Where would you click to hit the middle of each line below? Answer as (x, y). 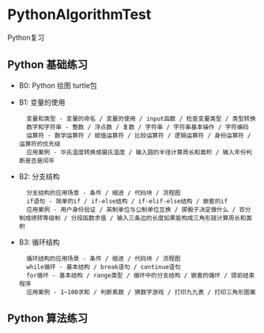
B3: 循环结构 (39, 242)
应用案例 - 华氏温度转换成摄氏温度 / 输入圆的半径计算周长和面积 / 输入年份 (136, 152)
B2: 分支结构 (39, 176)
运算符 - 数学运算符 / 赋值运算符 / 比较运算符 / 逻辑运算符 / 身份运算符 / (139, 135)
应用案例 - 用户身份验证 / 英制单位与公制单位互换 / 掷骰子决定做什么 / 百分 (139, 210)
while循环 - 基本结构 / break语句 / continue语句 (104, 267)
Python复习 (26, 37)
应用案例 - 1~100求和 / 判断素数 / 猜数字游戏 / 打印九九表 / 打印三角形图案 (141, 292)
